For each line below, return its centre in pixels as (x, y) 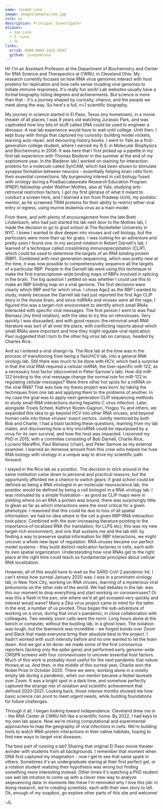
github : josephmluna (30, 55)
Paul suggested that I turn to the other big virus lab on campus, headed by (80, 336)
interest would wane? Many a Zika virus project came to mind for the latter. (80, 603)
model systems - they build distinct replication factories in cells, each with (79, 547)
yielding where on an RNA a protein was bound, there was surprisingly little (80, 500)
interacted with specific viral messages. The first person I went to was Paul (80, 311)
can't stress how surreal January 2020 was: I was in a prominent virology (79, 577)
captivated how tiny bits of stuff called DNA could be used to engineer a (77, 125)
